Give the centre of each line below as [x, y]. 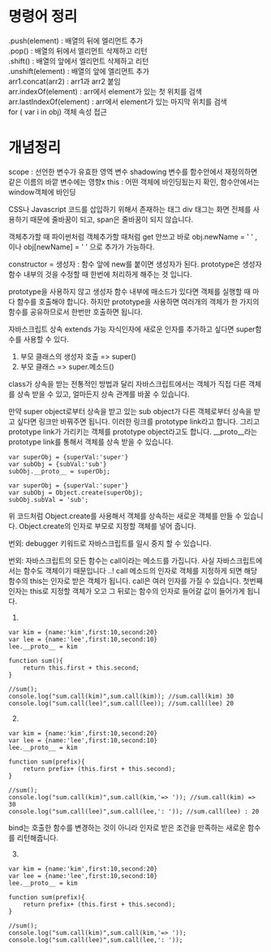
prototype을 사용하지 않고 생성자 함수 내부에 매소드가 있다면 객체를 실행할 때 [130, 291]
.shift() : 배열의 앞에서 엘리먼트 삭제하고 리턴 [79, 61]
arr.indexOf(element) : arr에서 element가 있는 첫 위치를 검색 [105, 91]
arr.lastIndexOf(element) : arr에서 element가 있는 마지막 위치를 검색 [118, 102]
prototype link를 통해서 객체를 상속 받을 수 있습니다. [91, 441]
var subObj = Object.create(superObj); [76, 492]
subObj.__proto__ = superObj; [60, 471]
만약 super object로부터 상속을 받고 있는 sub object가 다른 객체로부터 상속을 [130, 411]
